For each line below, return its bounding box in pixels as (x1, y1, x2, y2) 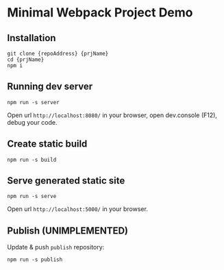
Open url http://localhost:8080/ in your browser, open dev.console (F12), (7, 111, 218, 119)
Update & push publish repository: (7, 243, 105, 251)
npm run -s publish (7, 256, 63, 263)
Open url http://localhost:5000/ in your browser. (7, 205, 149, 213)
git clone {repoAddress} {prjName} (7, 50, 109, 57)
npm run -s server (7, 99, 60, 106)
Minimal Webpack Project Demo (7, 5, 193, 21)
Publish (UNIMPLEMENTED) (7, 225, 129, 236)
